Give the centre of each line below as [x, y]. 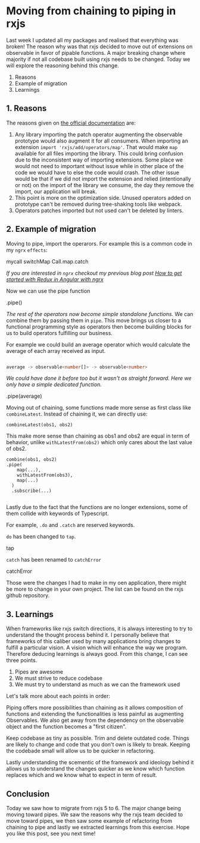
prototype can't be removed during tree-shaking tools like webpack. [99, 204]
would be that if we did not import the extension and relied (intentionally [103, 179]
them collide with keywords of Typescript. [57, 513]
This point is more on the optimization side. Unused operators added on [103, 197]
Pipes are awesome [39, 672]
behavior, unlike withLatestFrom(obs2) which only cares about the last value [99, 442]
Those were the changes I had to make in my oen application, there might [96, 583]
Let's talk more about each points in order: [58, 696]
